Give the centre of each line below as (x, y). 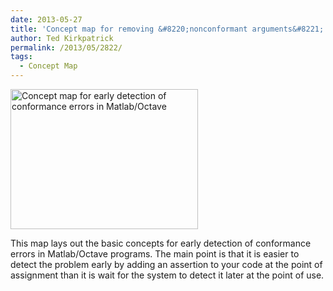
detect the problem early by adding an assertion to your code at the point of (166, 264)
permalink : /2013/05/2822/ (66, 47)
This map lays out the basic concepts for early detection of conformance (161, 243)
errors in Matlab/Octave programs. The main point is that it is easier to (155, 254)
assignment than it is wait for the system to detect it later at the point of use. (167, 275)
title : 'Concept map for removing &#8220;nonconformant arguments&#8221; (167, 29)
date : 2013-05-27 (46, 19)
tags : (21, 57)
